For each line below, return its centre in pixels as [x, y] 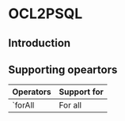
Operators [32, 92]
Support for [81, 92]
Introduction [40, 43]
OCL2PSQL [45, 14]
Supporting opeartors [63, 69]
